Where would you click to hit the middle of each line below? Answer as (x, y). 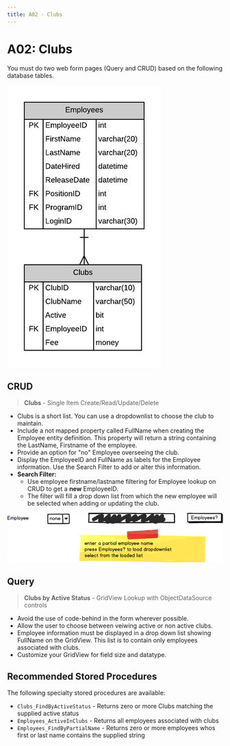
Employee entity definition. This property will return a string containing (116, 438)
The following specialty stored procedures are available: (86, 693)
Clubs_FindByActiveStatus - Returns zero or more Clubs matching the (115, 706)
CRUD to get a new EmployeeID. (73, 489)
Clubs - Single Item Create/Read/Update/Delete (91, 403)
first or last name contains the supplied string (81, 735)
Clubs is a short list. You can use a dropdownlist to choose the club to (115, 416)
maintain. (30, 424)
